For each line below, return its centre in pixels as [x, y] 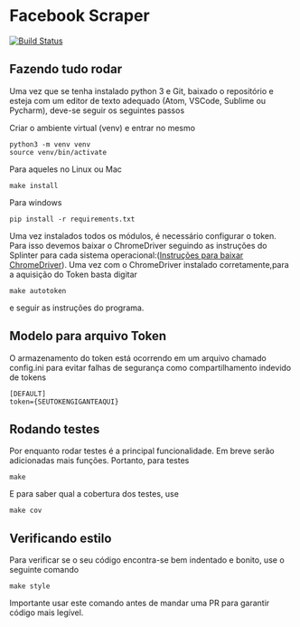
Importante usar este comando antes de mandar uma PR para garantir [140, 603]
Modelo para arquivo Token [88, 336]
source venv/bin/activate [58, 152]
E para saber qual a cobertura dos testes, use [94, 494]
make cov [26, 511]
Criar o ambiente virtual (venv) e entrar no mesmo [103, 128]
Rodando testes [55, 429]
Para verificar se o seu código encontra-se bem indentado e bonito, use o [147, 560]
